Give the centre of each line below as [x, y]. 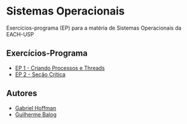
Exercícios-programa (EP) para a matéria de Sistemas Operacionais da [94, 28]
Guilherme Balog [36, 114]
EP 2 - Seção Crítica [40, 74]
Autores [22, 93]
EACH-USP [20, 34]
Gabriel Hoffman [35, 108]
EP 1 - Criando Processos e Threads [60, 68]
